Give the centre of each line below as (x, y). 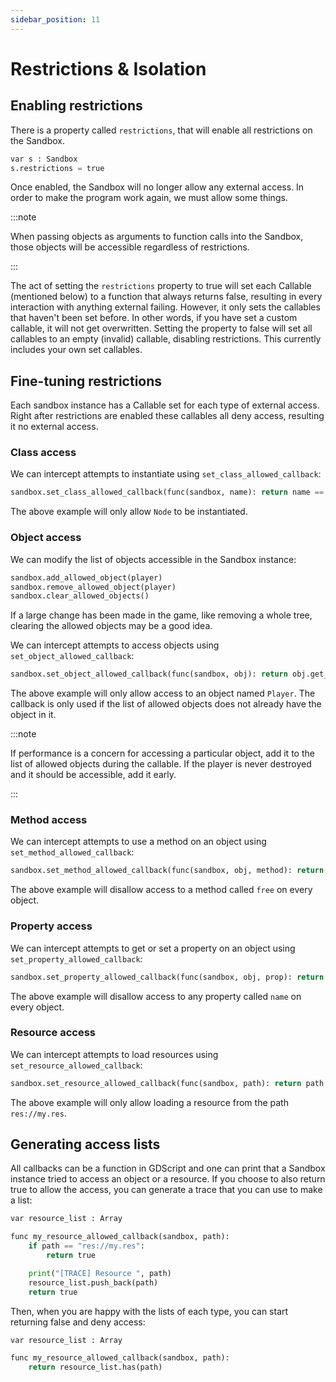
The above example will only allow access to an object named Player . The (163, 693)
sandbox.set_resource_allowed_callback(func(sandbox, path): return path (167, 1083)
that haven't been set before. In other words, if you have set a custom (154, 318)
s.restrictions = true (57, 168)
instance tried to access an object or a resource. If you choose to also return (168, 1179)
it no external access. (54, 427)
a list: (21, 1200)
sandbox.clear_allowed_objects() (80, 596)
